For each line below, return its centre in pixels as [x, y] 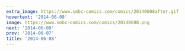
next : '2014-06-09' [30, 28]
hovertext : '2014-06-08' [37, 17]
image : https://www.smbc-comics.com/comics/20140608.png [78, 22]
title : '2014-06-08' [32, 39]
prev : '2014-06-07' [30, 33]
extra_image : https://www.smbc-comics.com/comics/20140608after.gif [92, 11]
